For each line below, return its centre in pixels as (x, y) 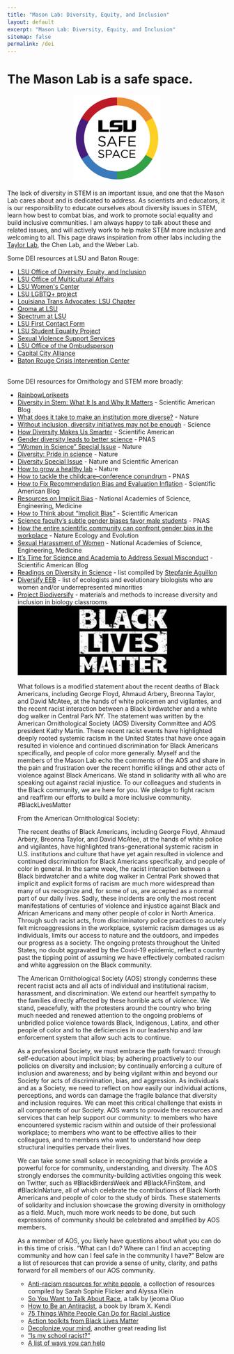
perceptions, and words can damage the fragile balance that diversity (117, 1095)
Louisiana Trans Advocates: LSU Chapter (76, 301)
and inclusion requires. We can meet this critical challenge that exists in (120, 1103)
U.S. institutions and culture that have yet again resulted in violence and (120, 853)
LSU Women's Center (48, 287)
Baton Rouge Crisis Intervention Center (73, 361)
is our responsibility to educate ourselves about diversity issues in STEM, (112, 208)
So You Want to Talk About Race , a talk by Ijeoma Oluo (106, 1298)
